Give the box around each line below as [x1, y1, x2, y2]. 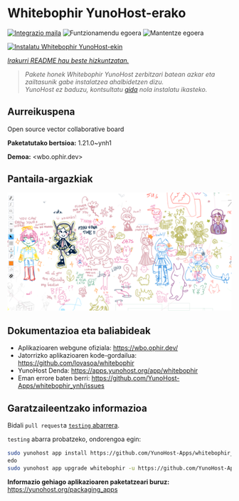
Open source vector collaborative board [7, 125, 124, 133]
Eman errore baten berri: [17, 374, 90, 383]
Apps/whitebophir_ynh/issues [17, 381, 105, 390]
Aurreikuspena [7, 105, 75, 118]
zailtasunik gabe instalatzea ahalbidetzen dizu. [24, 77, 164, 86]
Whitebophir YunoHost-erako [7, 5, 186, 21]
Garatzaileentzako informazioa [7, 402, 147, 414]
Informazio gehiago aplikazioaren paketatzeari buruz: [7, 477, 170, 486]
